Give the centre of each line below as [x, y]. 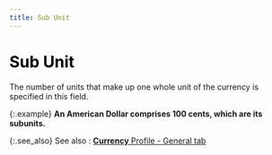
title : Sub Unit [39, 17]
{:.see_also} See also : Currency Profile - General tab [108, 141]
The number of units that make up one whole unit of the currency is [134, 87]
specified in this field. [49, 96]
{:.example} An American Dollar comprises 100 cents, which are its [136, 114]
